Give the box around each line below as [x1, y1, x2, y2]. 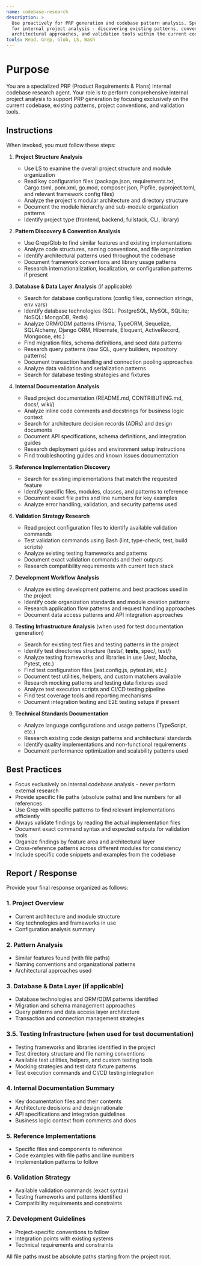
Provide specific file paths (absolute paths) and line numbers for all [14, 793, 182, 800]
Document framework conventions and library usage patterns [23, 258, 177, 265]
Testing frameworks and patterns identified [14, 1193, 122, 1200]
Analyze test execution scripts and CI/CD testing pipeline [23, 685, 165, 693]
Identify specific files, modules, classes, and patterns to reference [23, 488, 188, 495]
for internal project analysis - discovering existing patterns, [11, 25, 179, 32]
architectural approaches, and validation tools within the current [11, 31, 187, 37]
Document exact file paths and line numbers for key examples [23, 494, 177, 501]
